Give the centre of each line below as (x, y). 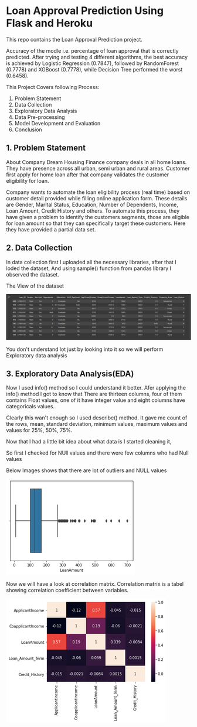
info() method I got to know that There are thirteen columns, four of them (94, 394)
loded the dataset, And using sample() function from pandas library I (89, 268)
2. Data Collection (39, 248)
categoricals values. (30, 407)
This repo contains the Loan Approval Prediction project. (74, 39)
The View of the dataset (35, 286)
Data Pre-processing (40, 117)
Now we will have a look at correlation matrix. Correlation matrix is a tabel (95, 584)
